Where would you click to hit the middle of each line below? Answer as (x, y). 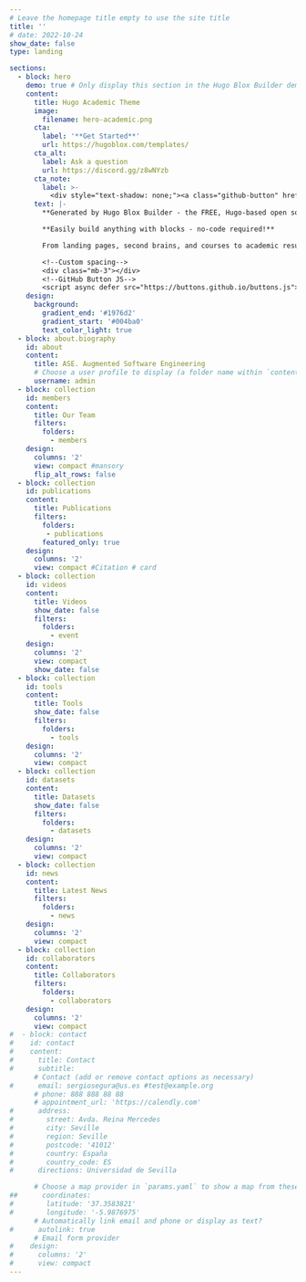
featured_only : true (81, 542)
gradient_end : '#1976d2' (89, 313)
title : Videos (61, 602)
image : (46, 110)
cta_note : (52, 179)
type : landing (36, 52)
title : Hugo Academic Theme (87, 102)
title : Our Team (64, 415)
